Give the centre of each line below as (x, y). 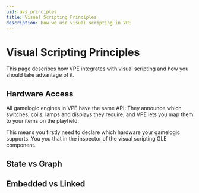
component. (21, 145)
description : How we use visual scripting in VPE (69, 23)
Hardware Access (40, 94)
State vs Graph (34, 164)
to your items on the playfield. (42, 121)
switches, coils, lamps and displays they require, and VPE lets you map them (100, 114)
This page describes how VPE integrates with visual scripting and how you (97, 69)
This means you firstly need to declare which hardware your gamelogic (93, 132)
